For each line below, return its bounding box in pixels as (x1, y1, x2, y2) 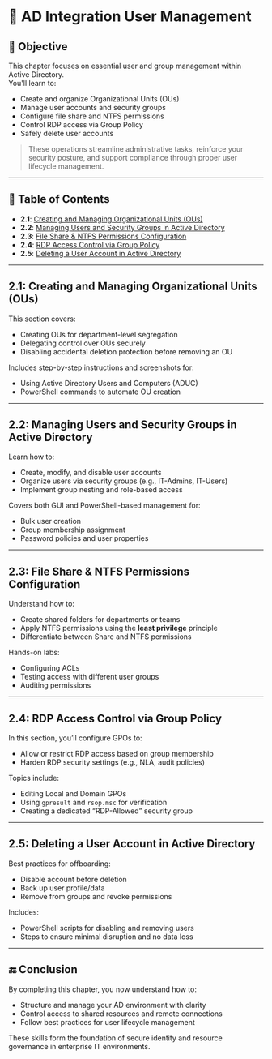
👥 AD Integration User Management (8, 7, 252, 26)
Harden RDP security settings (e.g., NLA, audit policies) (19, 757, 205, 767)
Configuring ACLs (19, 663, 80, 673)
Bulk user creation (19, 517, 82, 526)
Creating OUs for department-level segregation (19, 329, 178, 339)
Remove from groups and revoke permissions (19, 891, 172, 901)
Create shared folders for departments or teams (19, 615, 181, 624)
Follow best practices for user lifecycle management (19, 1017, 196, 1027)
